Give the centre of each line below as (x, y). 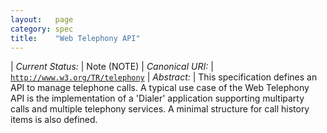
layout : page (42, 19)
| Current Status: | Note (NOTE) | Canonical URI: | (112, 67)
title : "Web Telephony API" (75, 38)
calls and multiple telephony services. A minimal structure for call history (160, 109)
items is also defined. (54, 120)
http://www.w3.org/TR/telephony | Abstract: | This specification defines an (164, 77)
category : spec (42, 29)
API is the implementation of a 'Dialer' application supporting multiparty (157, 98)
